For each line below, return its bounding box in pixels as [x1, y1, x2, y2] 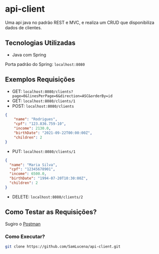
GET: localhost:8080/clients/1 [12, 98, 75, 103]
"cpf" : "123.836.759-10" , [14, 121, 67, 126]
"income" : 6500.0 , [9, 172, 47, 176]
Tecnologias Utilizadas [5, 39, 76, 47]
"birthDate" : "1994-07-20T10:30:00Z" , [9, 176, 88, 181]
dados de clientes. [5, 24, 42, 30]
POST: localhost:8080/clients [12, 103, 74, 109]
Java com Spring [12, 52, 46, 58]
